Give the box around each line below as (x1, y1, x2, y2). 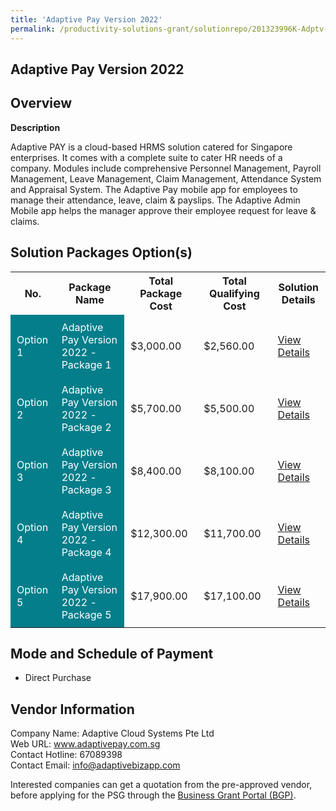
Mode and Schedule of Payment (10, 645, 214, 662)
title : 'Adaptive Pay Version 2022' (10, 14, 163, 25)
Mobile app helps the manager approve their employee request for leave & (10, 204, 317, 216)
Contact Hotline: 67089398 (10, 749, 123, 761)
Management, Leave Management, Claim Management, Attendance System (10, 172, 322, 185)
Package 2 (61, 420, 112, 434)
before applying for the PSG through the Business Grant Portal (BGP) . (10, 789, 297, 801)
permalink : (10, 24, 56, 34)
